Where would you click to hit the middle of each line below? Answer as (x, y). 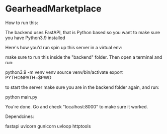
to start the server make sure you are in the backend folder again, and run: (82, 87)
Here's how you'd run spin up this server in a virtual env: (64, 47)
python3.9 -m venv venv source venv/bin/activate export (64, 72)
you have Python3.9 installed (35, 38)
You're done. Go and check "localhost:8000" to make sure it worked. (77, 106)
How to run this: (22, 23)
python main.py (21, 97)
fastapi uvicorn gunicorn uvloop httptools (48, 126)
